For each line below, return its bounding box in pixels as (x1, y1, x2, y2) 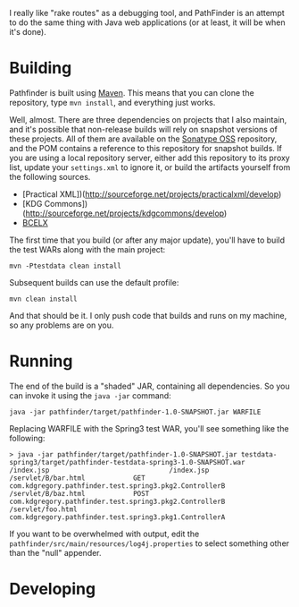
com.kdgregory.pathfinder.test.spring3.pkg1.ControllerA (9, 512, 226, 522)
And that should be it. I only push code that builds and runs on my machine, (9, 310, 287, 321)
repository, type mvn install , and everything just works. (9, 97, 216, 107)
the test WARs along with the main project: (9, 244, 166, 254)
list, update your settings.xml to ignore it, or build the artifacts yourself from (9, 161, 291, 173)
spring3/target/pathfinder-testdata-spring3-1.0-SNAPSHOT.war (9, 457, 245, 466)
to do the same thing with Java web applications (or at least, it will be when (9, 17, 286, 28)
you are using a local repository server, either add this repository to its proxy (9, 152, 290, 163)
